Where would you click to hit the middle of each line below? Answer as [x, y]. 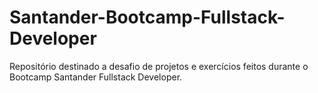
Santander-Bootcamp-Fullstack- [147, 17]
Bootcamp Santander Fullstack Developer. [96, 77]
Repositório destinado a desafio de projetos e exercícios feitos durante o [159, 66]
